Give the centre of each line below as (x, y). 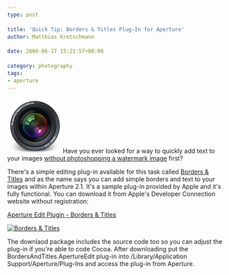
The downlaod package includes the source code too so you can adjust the (115, 241)
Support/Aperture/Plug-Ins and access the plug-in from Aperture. (101, 263)
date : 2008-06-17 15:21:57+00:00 (56, 51)
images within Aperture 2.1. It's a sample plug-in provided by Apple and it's (114, 186)
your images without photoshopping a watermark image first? (95, 158)
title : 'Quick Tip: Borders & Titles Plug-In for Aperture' (96, 29)
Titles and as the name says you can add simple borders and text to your (111, 179)
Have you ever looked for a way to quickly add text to (139, 151)
